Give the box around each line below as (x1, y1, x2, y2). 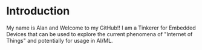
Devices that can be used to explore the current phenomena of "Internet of (6, 30, 193, 37)
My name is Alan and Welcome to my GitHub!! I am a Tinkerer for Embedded (6, 24, 197, 31)
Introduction (6, 4, 70, 18)
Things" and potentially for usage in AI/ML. (6, 37, 113, 44)
